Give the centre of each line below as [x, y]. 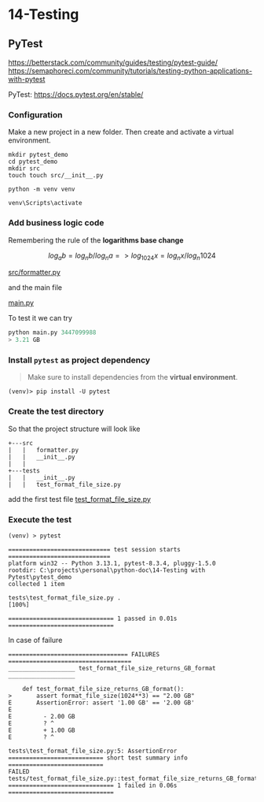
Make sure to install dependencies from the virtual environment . [132, 377]
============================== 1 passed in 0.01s [93, 619]
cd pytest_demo [33, 162]
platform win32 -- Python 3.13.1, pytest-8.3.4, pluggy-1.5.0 [112, 564]
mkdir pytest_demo [38, 155]
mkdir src [24, 169]
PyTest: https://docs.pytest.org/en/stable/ [76, 95]
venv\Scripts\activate [45, 203]
